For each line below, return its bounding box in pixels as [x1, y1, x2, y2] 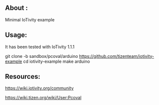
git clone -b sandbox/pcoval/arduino [5, 53, 78, 59]
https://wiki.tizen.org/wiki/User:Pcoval [5, 95, 82, 101]
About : [5, 4, 28, 12]
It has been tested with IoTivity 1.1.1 [5, 44, 74, 50]
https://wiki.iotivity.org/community [5, 85, 74, 91]
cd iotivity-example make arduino [23, 58, 90, 64]
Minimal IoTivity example [5, 17, 55, 22]
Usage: [5, 31, 28, 39]
